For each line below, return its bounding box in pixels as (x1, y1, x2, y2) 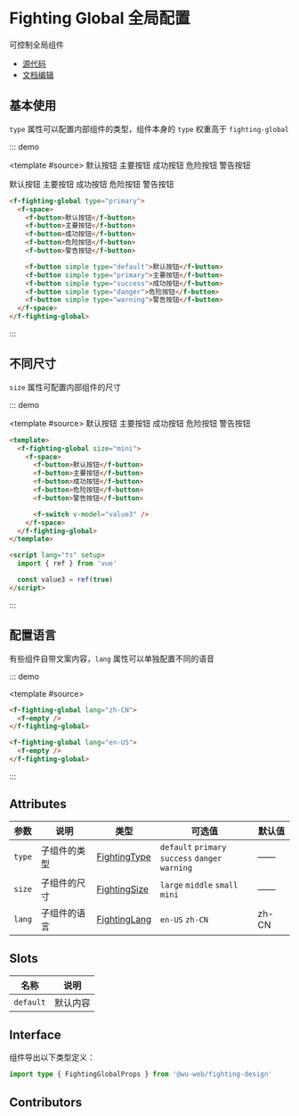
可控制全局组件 (9, 39, 64, 50)
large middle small (159, 880, 238, 890)
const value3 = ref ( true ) (17, 575, 114, 584)
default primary (159, 842, 227, 852)
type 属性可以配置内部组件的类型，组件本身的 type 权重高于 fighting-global (9, 123, 289, 134)
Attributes (9, 797, 67, 812)
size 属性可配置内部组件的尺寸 (9, 381, 122, 393)
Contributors (9, 1095, 83, 1110)
